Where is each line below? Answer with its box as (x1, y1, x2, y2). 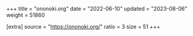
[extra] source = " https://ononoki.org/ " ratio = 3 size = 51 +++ (6, 23, 160, 30)
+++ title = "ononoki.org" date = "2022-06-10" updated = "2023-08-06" (6, 5, 188, 12)
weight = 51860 (6, 11, 45, 19)
